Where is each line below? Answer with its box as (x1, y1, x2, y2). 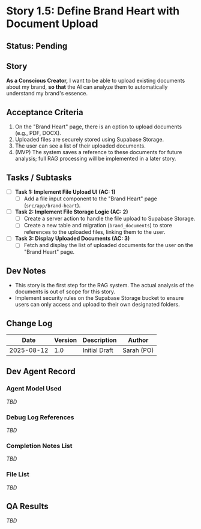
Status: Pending (6, 41, 68, 51)
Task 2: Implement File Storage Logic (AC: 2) (14, 208, 128, 215)
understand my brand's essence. (6, 90, 88, 97)
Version (53, 336, 77, 344)
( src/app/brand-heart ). (23, 202, 81, 209)
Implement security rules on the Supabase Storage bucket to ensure (14, 294, 184, 302)
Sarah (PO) (122, 346, 154, 354)
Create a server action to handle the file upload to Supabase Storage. (23, 215, 196, 223)
